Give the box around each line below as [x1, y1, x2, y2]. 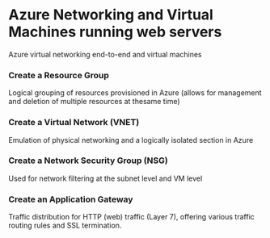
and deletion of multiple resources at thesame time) [8, 97, 180, 106]
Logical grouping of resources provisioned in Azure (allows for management [8, 88, 262, 98]
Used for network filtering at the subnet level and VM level [8, 173, 203, 183]
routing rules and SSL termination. [8, 220, 122, 231]
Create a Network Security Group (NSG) [8, 155, 168, 166]
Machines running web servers [8, 23, 222, 41]
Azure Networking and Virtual [8, 6, 214, 24]
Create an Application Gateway [8, 194, 133, 205]
